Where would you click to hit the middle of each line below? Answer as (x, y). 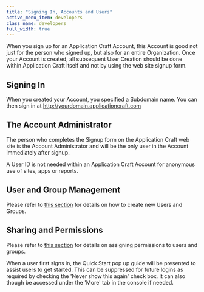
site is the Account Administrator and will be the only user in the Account (97, 146)
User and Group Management (63, 190)
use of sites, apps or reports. (42, 170)
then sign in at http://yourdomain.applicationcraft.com (74, 106)
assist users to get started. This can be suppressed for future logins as (95, 269)
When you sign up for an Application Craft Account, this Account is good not (102, 46)
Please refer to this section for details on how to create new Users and (94, 204)
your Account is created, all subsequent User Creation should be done (94, 59)
